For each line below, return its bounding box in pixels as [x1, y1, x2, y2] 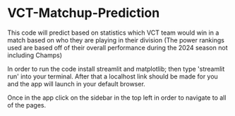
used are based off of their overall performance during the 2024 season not [7, 43, 228, 52]
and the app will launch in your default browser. [7, 79, 146, 88]
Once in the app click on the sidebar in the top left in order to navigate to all [7, 93, 227, 102]
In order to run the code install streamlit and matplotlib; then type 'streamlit [7, 64, 225, 73]
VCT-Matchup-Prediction [7, 5, 160, 21]
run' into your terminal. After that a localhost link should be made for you [7, 72, 219, 81]
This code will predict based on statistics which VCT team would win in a [7, 28, 219, 37]
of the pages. [7, 100, 47, 109]
